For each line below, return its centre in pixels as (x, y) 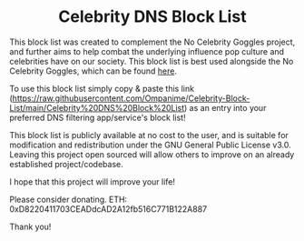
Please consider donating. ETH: (69, 199)
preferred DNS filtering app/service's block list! (98, 117)
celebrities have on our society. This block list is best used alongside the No (152, 61)
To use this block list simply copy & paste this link (102, 88)
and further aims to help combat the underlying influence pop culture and (147, 51)
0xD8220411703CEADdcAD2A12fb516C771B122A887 (108, 209)
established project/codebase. (67, 164)
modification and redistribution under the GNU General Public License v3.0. (151, 145)
